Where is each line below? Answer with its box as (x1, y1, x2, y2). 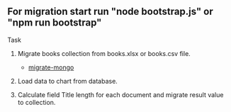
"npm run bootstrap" (7, 17, 102, 29)
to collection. (17, 98, 56, 106)
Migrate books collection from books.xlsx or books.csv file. (17, 49, 191, 57)
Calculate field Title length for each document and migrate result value (17, 90, 224, 99)
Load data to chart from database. (17, 77, 118, 85)
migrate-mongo (28, 63, 74, 72)
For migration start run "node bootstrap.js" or (7, 6, 214, 18)
